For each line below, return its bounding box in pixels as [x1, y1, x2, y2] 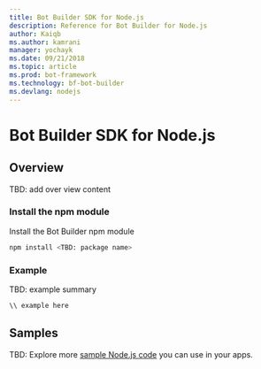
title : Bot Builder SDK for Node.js [9, 12, 144, 22]
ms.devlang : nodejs [9, 87, 81, 96]
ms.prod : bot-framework [9, 71, 97, 80]
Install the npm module [9, 205, 111, 218]
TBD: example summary [9, 284, 97, 295]
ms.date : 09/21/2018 [9, 54, 86, 63]
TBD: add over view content [9, 183, 111, 195]
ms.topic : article [9, 63, 77, 72]
